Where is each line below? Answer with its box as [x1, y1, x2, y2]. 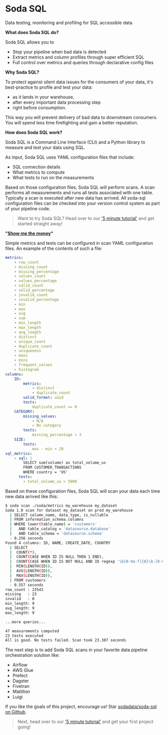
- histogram [14, 367, 39, 372]
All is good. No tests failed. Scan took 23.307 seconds [5, 638, 126, 643]
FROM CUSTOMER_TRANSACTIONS [23, 465, 81, 470]
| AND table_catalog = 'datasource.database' [9, 526, 111, 532]
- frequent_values [14, 362, 52, 368]
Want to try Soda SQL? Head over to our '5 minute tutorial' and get [17, 215, 154, 221]
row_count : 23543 [5, 587, 43, 592]
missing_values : [23, 413, 57, 419]
